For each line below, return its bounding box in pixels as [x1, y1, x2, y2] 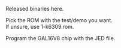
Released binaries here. [5, 5, 64, 12]
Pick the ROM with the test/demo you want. [5, 17, 113, 23]
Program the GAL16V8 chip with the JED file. [5, 35, 116, 41]
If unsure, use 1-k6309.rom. [5, 23, 74, 30]
